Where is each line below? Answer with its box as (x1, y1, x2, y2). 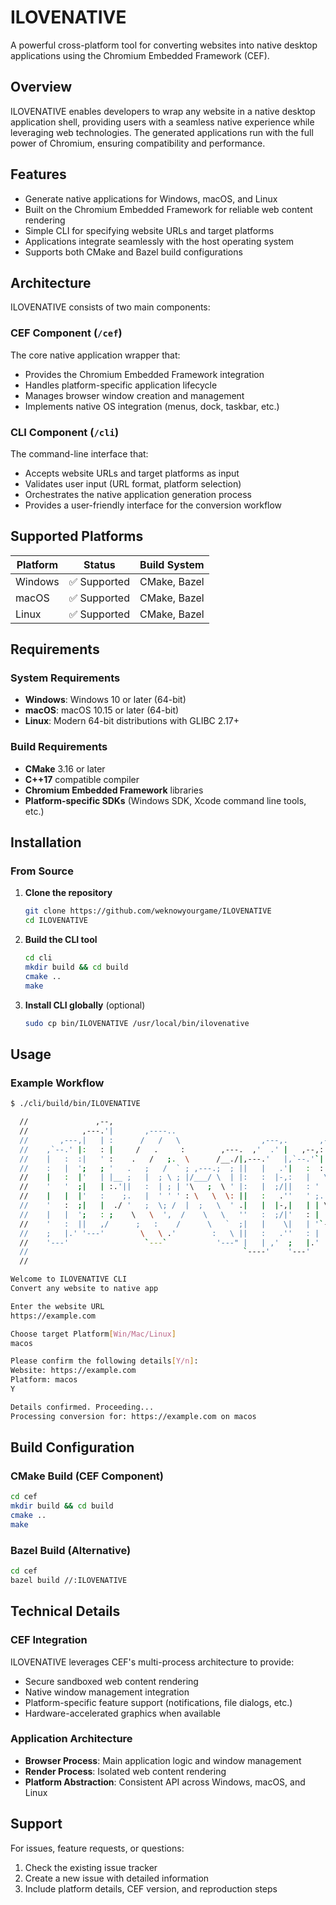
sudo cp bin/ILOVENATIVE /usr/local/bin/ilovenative (24, 1018, 250, 1028)
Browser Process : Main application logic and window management (24, 1754, 302, 1766)
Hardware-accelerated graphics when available (24, 1707, 221, 1719)
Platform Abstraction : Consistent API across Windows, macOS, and (24, 1776, 306, 1788)
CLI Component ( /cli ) (10, 425, 120, 439)
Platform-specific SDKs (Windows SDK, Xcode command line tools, (24, 794, 307, 806)
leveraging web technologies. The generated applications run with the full (10, 126, 314, 138)
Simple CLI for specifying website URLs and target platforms (24, 224, 275, 236)
